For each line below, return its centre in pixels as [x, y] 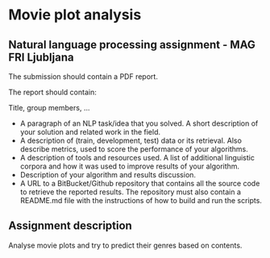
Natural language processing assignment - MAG [132, 45]
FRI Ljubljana [41, 57]
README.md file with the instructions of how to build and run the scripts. [141, 200]
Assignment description [71, 226]
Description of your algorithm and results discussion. [108, 175]
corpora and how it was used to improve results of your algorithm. [130, 166]
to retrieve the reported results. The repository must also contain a [131, 192]
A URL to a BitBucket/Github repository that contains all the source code [140, 183]
